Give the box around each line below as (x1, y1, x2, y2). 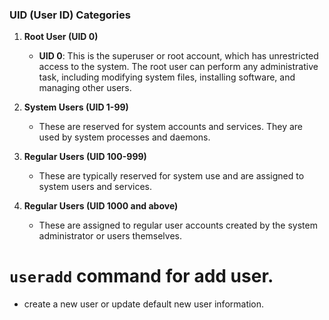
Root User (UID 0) (23, 31, 99, 43)
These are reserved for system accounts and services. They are (38, 121, 304, 133)
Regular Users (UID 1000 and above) (23, 200, 179, 212)
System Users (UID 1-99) (23, 101, 129, 113)
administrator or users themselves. (38, 230, 182, 242)
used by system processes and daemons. (38, 131, 211, 143)
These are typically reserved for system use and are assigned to (38, 170, 305, 182)
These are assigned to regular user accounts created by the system (38, 219, 318, 232)
